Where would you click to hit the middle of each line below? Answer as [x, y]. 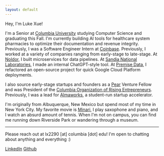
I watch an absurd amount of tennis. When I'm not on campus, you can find [81, 115]
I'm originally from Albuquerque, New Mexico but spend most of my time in [81, 104]
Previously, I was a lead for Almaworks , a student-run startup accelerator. [79, 95]
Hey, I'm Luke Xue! [24, 24]
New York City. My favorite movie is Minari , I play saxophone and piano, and [82, 109]
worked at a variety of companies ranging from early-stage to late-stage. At [81, 54]
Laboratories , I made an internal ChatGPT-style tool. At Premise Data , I [76, 64]
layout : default [21, 10]
